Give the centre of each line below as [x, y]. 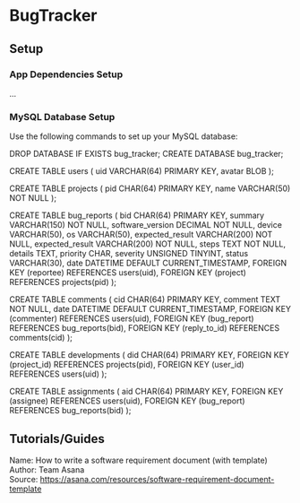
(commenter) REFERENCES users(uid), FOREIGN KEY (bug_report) [132, 318]
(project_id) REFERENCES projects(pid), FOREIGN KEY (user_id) [127, 365]
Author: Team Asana [47, 469]
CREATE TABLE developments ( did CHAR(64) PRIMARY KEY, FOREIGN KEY [149, 355]
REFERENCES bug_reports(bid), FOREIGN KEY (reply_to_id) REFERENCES [145, 328]
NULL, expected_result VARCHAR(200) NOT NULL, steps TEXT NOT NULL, [148, 244]
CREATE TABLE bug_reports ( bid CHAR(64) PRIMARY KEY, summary [137, 215]
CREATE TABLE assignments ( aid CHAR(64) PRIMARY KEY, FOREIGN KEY [146, 392]
